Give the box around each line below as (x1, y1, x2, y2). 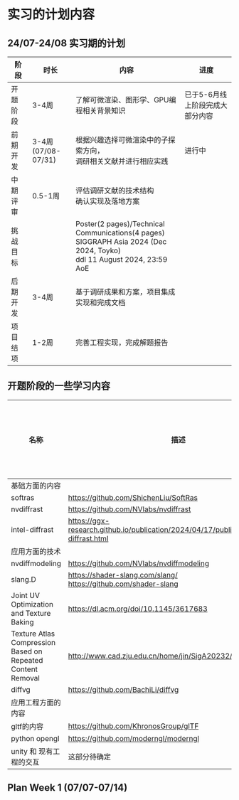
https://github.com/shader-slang (68, 579, 179, 589)
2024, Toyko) (75, 246, 121, 255)
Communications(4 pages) (75, 228, 165, 238)
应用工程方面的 (11, 698, 62, 708)
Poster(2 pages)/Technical (75, 219, 165, 228)
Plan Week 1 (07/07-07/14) (7, 782, 128, 794)
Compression (11, 637, 55, 647)
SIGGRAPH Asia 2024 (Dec (75, 237, 167, 246)
